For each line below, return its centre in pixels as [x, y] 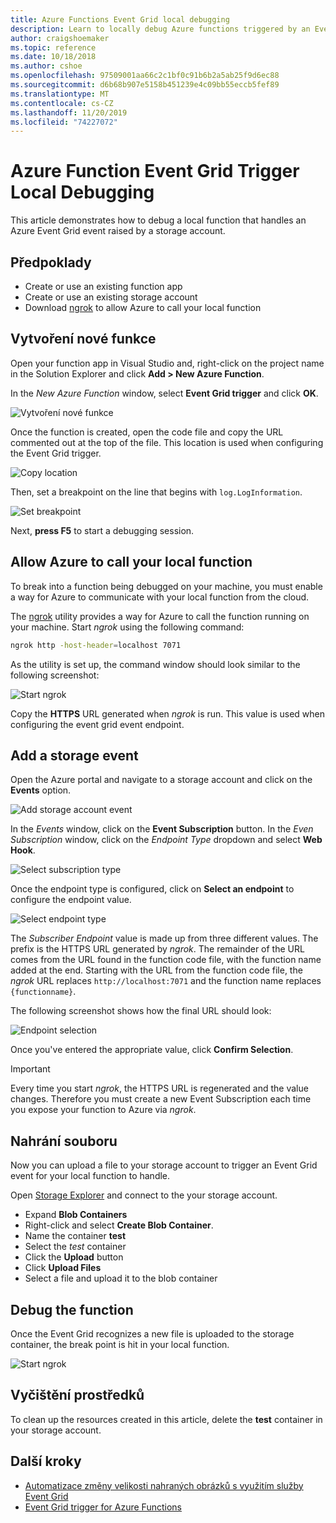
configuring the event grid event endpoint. [97, 724]
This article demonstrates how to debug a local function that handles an [158, 220]
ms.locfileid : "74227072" [64, 122]
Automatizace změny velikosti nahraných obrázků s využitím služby [164, 1485]
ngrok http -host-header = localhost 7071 [96, 645]
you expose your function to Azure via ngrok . [103, 1110]
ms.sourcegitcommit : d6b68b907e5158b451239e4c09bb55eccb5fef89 [145, 85]
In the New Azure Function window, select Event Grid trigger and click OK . [164, 393]
